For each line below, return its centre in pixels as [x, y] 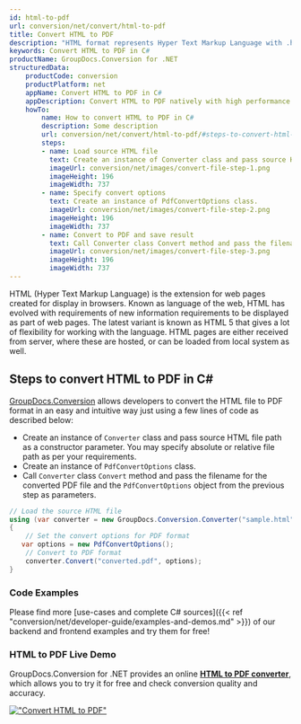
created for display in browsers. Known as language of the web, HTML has [147, 303]
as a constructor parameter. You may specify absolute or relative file [148, 446]
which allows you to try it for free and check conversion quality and [133, 684]
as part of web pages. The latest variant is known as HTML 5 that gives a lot [150, 322]
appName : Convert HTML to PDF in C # [94, 93]
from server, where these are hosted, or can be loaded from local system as [149, 341]
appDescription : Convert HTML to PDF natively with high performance [158, 101]
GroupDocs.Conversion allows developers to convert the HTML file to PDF [146, 401]
